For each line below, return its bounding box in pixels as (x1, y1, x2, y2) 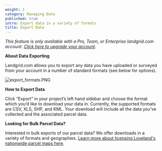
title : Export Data (5, 25, 45, 30)
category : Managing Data (5, 12, 55, 17)
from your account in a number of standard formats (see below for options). (5, 67, 157, 73)
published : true (5, 16, 38, 21)
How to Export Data (5, 86, 45, 92)
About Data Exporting (5, 53, 50, 59)
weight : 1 (5, 7, 25, 12)
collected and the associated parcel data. (5, 111, 88, 117)
